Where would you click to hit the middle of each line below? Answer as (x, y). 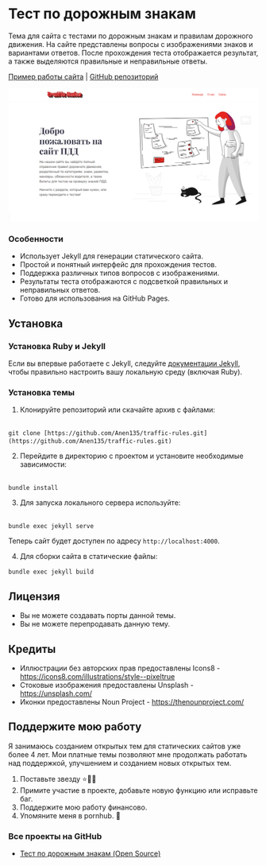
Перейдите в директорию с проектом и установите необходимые (131, 456)
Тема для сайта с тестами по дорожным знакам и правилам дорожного (131, 36)
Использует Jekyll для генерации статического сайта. (112, 256)
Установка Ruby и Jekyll (57, 346)
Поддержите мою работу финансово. (83, 807)
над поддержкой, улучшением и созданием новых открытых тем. (120, 763)
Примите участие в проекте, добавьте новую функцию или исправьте (139, 790)
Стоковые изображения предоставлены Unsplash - (107, 685)
